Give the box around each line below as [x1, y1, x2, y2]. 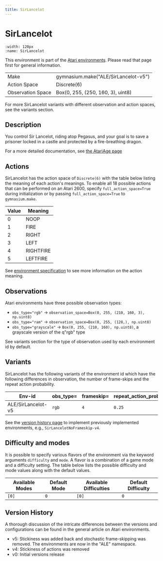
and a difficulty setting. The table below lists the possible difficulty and [5, 462, 147, 468]
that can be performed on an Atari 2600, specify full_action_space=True [5, 186, 151, 191]
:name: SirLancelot [5, 48, 45, 54]
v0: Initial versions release [12, 551, 65, 558]
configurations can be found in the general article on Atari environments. [5, 526, 150, 532]
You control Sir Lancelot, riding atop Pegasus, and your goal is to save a [5, 133, 149, 139]
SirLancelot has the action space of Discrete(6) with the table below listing [5, 175, 156, 181]
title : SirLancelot [5, 7, 45, 12]
